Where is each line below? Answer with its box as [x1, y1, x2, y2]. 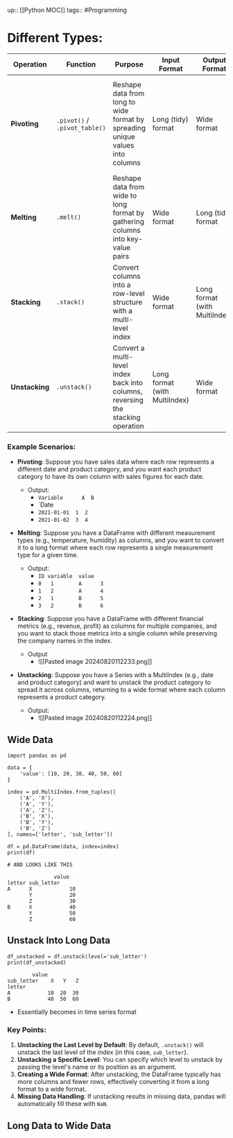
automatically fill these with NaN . [17, 1100, 109, 1108]
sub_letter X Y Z [7, 977, 79, 984]
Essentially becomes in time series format [17, 1008, 137, 1016]
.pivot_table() [55, 124, 106, 132]
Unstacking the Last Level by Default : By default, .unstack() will [17, 1041, 204, 1049]
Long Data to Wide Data [7, 1119, 112, 1132]
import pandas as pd [7, 752, 67, 760]
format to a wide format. [17, 1085, 87, 1094]
